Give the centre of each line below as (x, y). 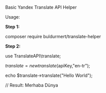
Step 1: (13, 27)
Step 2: (13, 46)
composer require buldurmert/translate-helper (53, 36)
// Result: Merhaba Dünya (32, 85)
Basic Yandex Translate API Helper (41, 7)
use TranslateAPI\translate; (33, 56)
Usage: (13, 17)
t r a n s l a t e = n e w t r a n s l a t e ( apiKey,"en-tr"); (48, 66)
